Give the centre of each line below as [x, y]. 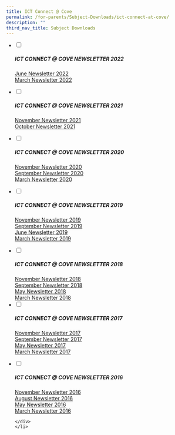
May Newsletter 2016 [40, 405]
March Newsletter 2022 [43, 80]
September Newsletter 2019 [48, 226]
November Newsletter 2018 [48, 279]
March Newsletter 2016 [43, 411]
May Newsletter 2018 [40, 292]
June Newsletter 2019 [41, 232]
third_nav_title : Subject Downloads [51, 28]
